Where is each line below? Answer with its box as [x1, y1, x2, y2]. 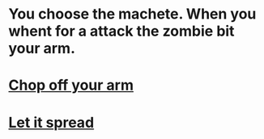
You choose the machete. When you [8, 5, 257, 23]
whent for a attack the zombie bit [8, 22, 235, 40]
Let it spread [8, 113, 95, 132]
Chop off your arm [8, 76, 134, 95]
